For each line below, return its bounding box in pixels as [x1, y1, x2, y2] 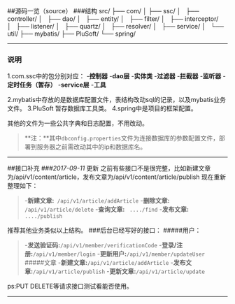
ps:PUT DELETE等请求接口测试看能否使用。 [7, 282, 133, 291]
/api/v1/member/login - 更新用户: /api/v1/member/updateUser [32, 249, 205, 258]
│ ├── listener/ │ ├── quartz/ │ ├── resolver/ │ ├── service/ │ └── [7, 22, 225, 30]
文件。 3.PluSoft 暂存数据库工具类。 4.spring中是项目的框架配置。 [7, 104, 197, 113]
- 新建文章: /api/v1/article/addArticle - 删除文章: [24, 196, 170, 205]
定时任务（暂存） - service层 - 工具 [7, 80, 106, 89]
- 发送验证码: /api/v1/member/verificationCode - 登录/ [24, 241, 177, 249]
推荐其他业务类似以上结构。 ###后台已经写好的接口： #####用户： [7, 226, 201, 235]
